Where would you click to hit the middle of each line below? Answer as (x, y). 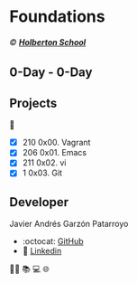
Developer (39, 202)
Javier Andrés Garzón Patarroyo (69, 224)
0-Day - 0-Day (51, 73)
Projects (33, 103)
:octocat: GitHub (53, 241)
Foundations (57, 17)
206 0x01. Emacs (55, 153)
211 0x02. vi (44, 163)
